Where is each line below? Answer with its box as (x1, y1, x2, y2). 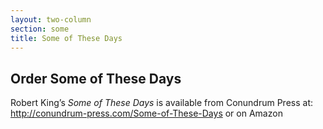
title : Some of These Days (10, 33, 123, 43)
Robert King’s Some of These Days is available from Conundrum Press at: (10, 97, 314, 109)
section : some (10, 24, 70, 34)
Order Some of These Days (10, 70, 182, 87)
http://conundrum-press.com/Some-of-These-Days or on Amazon (10, 107, 283, 120)
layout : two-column (10, 14, 92, 25)
